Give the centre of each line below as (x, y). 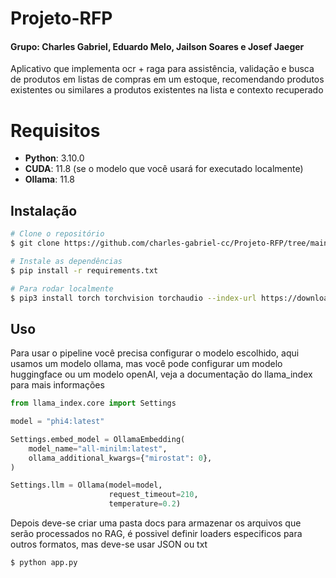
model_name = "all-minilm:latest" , (98, 448)
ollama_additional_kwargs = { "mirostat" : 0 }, (120, 458)
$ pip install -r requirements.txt (84, 270)
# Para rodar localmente (62, 288)
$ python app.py (44, 563)
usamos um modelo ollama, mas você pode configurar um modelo (146, 364)
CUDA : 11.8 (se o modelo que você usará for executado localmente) (164, 169)
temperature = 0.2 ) (145, 504)
